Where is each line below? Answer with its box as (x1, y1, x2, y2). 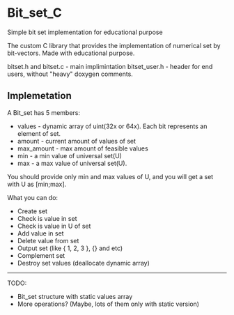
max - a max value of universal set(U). (17, 159, 127, 167)
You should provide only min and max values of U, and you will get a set (7, 172, 214, 180)
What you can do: (7, 193, 58, 201)
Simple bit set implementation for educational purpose (7, 28, 163, 36)
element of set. (17, 129, 61, 137)
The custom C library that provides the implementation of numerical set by (7, 41, 221, 49)
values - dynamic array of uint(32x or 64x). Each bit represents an (17, 122, 208, 130)
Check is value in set (17, 214, 77, 222)
